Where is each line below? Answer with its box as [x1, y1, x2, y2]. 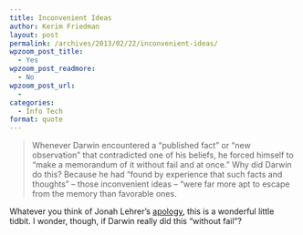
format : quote [9, 115, 64, 124]
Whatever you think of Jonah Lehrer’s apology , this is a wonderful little [9, 206, 275, 217]
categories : [9, 97, 55, 107]
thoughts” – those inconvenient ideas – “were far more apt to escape [31, 179, 290, 189]
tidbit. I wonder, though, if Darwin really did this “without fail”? [9, 216, 242, 227]
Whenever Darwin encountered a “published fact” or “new [31, 140, 251, 151]
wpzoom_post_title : [9, 47, 84, 56]
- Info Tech [17, 107, 64, 116]
